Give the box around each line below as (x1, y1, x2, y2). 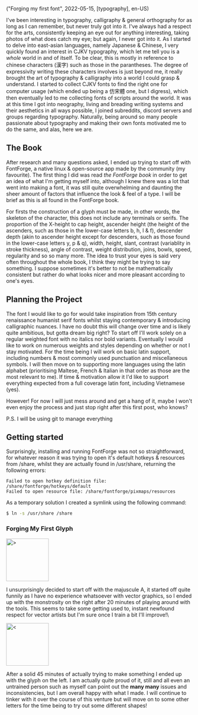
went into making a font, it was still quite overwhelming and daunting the (6, 184, 183, 191)
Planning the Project (6, 295, 83, 305)
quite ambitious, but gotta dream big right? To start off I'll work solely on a (6, 329, 186, 336)
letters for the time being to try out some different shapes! (6, 702, 148, 709)
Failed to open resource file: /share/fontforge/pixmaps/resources (6, 489, 176, 494)
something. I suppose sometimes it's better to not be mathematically (6, 264, 173, 272)
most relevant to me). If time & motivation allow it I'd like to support (6, 373, 169, 380)
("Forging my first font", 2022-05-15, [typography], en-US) (6, 5, 150, 12)
